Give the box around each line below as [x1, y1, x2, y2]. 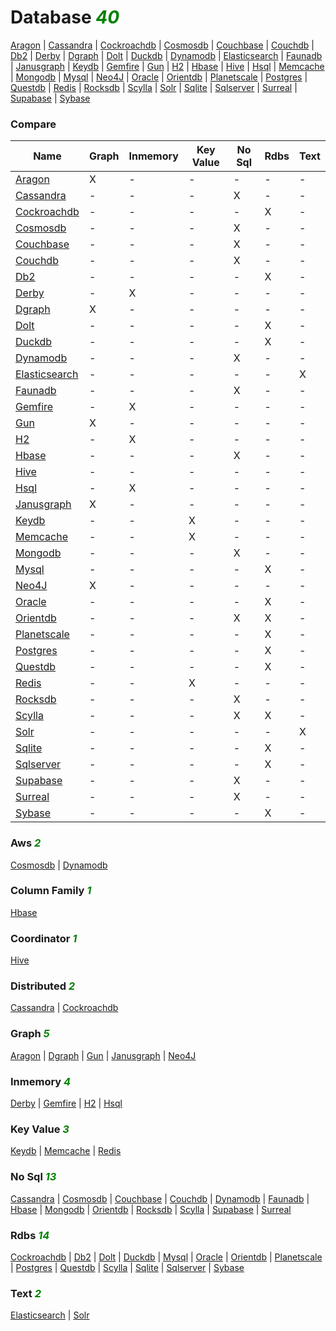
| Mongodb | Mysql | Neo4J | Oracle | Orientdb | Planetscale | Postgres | [10, 71, 308, 83]
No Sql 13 [10, 1170, 57, 1184]
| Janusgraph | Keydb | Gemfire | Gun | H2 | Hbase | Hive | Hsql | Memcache [10, 60, 325, 72]
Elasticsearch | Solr [10, 1309, 90, 1321]
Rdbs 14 [10, 1228, 50, 1242]
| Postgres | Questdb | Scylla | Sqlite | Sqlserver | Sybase [10, 1261, 245, 1273]
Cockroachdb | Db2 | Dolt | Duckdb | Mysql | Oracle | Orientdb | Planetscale [10, 1251, 323, 1263]
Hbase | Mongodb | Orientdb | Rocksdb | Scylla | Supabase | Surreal [10, 1203, 292, 1215]
